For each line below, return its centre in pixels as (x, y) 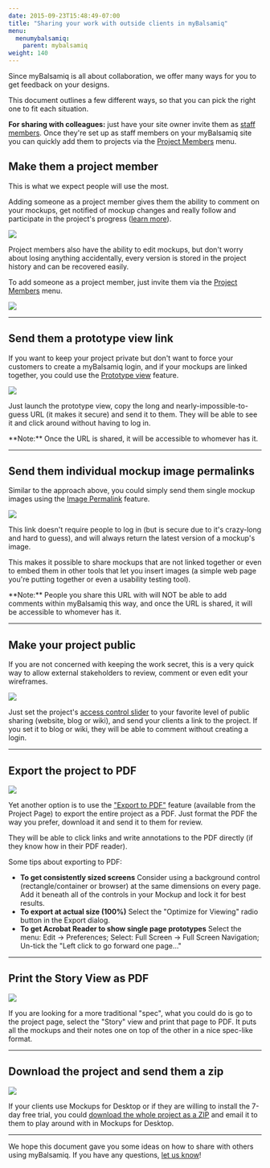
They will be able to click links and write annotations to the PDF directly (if (131, 838)
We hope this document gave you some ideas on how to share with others (131, 1146)
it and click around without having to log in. (80, 422)
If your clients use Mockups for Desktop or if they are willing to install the (129, 1106)
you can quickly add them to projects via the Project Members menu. (123, 141)
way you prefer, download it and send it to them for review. (106, 822)
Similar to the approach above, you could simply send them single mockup (132, 491)
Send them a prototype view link (91, 339)
